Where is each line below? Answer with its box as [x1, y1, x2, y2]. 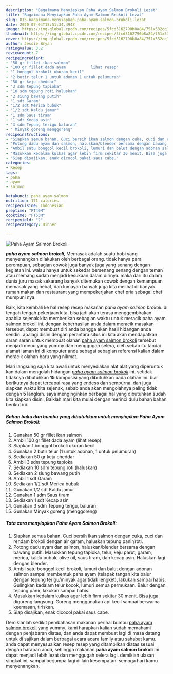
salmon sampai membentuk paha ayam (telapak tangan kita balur [13, 571, 151, 577]
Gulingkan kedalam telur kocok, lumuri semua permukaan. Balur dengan [13, 582, 166, 588]
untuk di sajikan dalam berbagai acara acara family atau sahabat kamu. [6, 635, 156, 642]
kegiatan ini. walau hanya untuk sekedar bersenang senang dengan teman [6, 267, 163, 273]
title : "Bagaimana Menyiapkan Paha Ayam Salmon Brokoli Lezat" [6, 12, 144, 17]
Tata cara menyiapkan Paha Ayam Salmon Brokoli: [6, 520, 117, 526]
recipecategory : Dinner [6, 222, 57, 228]
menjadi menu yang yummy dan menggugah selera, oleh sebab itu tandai [6, 343, 161, 349]
